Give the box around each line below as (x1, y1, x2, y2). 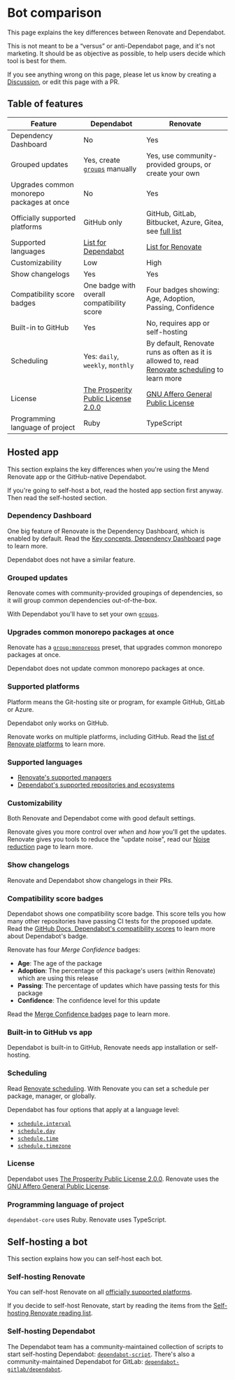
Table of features (7, 98, 84, 110)
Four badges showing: (145, 285, 220, 295)
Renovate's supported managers (17, 773, 112, 782)
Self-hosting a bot (7, 1236, 88, 1247)
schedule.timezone (17, 1142, 71, 1149)
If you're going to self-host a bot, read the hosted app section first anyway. (7, 486, 224, 494)
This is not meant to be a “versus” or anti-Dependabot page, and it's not (7, 41, 215, 50)
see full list (145, 226, 182, 236)
